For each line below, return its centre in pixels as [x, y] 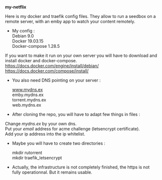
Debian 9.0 [23, 36]
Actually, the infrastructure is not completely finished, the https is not [81, 167]
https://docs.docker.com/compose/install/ [47, 71]
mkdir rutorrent [27, 152]
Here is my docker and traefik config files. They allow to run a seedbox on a [81, 16]
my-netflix [16, 7]
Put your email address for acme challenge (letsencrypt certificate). [73, 129]
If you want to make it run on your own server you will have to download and [81, 55]
